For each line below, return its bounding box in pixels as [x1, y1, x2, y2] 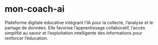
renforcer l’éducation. [4, 35, 48, 41]
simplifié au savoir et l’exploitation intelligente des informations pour [4, 30, 142, 36]
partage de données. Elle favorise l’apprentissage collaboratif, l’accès [4, 24, 146, 30]
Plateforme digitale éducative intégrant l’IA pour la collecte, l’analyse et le [4, 20, 154, 25]
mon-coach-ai [4, 3, 65, 15]
